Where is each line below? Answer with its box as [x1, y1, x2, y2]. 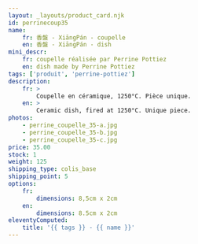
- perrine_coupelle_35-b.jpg [22, 128, 118, 136]
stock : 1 [8, 150, 37, 158]
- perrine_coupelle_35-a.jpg [22, 121, 118, 129]
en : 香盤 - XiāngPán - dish [22, 41, 112, 49]
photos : [8, 114, 34, 122]
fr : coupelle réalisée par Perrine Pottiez [22, 56, 167, 64]
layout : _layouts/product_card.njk [8, 11, 125, 20]
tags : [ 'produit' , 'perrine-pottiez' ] [8, 70, 135, 78]
